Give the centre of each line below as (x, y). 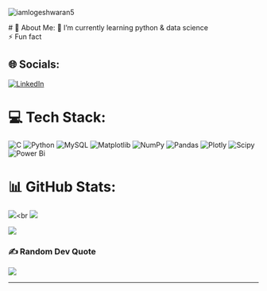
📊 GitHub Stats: (62, 186)
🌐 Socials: (34, 65)
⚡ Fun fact (25, 37)
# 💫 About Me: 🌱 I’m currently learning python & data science (108, 27)
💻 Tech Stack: (57, 117)
